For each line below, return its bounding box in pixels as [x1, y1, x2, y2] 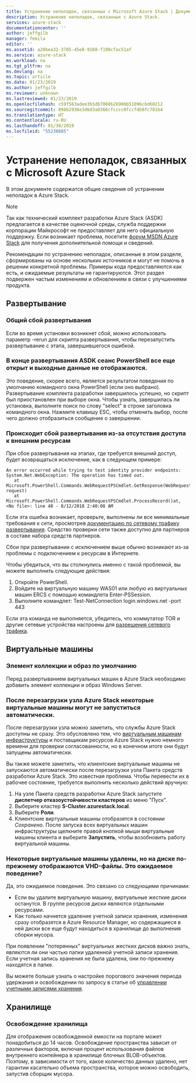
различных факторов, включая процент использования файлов [6, 1046, 164, 1053]
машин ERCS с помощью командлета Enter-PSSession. [14, 591, 152, 598]
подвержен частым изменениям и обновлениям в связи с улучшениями [6, 275, 187, 282]
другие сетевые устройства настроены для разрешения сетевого [6, 621, 171, 628]
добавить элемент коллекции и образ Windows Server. [6, 681, 143, 688]
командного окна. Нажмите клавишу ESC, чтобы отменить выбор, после [6, 408, 188, 415]
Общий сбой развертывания [6, 316, 92, 324]
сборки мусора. [14, 931, 55, 938]
